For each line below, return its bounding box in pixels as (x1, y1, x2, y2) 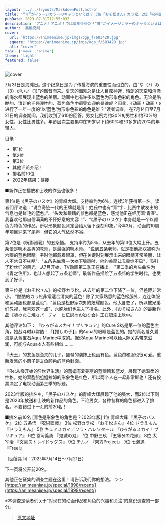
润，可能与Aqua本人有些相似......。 (5, 341, 76, 347)
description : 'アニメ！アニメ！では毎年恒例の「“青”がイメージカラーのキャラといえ (5, 21, 158, 26)
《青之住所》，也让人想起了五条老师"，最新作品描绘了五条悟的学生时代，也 (5, 270, 157, 276)
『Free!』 (5, 445, 25, 451)
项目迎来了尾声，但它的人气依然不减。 (9, 229, 87, 235)
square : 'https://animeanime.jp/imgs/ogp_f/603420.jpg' (9, 40, 127, 45)
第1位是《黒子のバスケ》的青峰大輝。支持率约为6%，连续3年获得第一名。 (5, 198, 155, 204)
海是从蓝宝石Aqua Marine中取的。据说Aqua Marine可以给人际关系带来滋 (5, 335, 153, 341)
